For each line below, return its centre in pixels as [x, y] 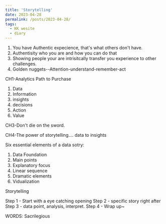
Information [24, 94]
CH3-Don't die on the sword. [35, 125]
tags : [11, 24]
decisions [22, 105]
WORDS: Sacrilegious [28, 216]
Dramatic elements [32, 176]
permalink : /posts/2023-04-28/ [38, 19]
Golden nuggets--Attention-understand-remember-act [69, 69]
